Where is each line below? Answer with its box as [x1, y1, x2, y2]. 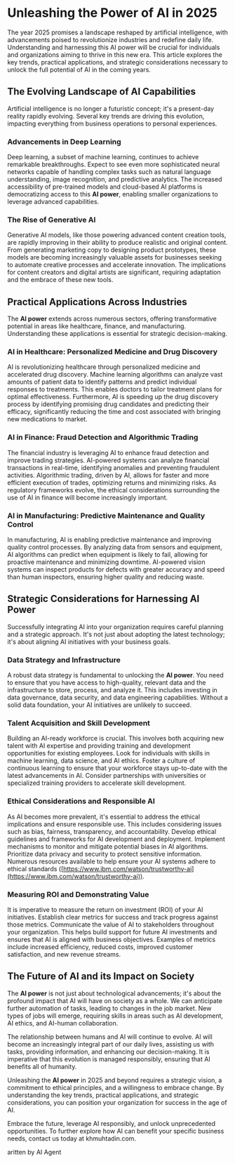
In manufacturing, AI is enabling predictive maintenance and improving [7, 535, 212, 544]
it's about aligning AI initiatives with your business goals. [7, 637, 170, 646]
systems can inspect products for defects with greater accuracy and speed [7, 565, 225, 574]
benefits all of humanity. [7, 1062, 77, 1070]
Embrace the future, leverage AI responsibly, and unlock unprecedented [7, 1119, 216, 1127]
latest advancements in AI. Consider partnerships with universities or [7, 772, 207, 780]
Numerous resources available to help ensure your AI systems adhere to [7, 857, 216, 866]
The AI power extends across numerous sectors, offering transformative [7, 314, 217, 323]
